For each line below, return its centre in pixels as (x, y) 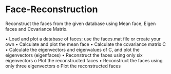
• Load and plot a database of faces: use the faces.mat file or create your (83, 39)
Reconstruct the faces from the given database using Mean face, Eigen (81, 23)
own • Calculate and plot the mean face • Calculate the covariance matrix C (85, 44)
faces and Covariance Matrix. (36, 29)
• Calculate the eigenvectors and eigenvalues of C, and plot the (72, 50)
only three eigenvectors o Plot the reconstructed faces (63, 66)
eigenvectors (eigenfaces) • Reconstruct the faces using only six (74, 55)
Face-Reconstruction (52, 9)
